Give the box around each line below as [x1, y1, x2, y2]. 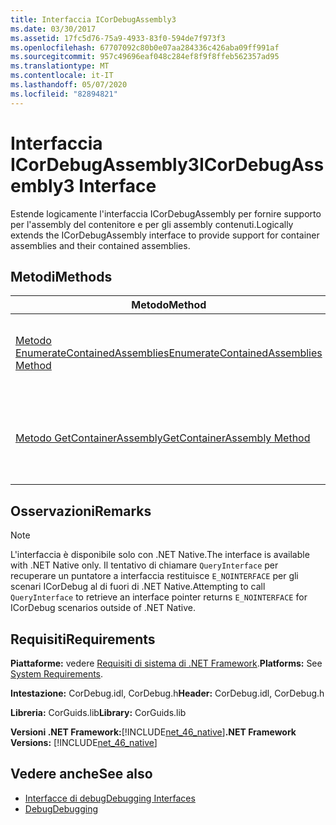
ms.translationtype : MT [10, 61, 110, 71]
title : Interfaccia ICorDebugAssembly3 [10, 14, 177, 25]
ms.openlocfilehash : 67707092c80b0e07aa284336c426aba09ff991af [10, 42, 280, 53]
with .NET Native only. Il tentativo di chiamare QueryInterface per [10, 559, 279, 571]
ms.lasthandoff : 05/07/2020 [10, 80, 128, 90]
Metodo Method [131, 298, 207, 312]
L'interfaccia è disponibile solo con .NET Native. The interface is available [10, 549, 310, 561]
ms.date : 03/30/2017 [10, 24, 97, 34]
